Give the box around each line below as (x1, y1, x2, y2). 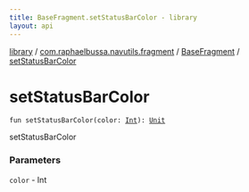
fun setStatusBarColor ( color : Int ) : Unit (9, 116, 166, 125)
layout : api (9, 21, 54, 30)
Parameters (9, 154, 61, 166)
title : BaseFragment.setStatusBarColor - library (9, 13, 198, 22)
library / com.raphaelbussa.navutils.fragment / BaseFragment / (9, 46, 240, 56)
